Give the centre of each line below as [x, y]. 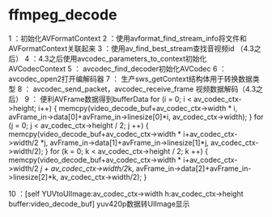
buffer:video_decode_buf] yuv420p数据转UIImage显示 [99, 203]
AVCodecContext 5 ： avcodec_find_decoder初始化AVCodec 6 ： [117, 68]
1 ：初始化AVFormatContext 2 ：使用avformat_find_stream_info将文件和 [127, 38]
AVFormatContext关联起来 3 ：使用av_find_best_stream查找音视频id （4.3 [132, 48]
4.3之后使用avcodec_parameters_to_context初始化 [122, 58]
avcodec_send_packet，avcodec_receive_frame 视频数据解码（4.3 [144, 89]
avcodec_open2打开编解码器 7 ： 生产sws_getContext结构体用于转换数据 [131, 79]
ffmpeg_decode [63, 15]
